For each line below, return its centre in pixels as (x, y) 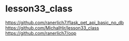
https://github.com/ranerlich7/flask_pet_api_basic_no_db (65, 22)
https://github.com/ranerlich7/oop (41, 33)
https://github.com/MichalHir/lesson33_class (52, 27)
